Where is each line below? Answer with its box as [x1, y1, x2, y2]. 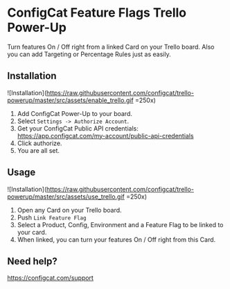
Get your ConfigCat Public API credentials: [17, 124, 139, 133]
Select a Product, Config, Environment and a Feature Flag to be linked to [17, 220, 224, 229]
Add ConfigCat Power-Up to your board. [17, 109, 133, 117]
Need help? [7, 255, 57, 267]
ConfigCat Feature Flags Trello [7, 5, 187, 21]
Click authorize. [17, 139, 62, 147]
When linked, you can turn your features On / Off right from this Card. [17, 235, 216, 244]
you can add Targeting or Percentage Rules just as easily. [7, 50, 171, 58]
